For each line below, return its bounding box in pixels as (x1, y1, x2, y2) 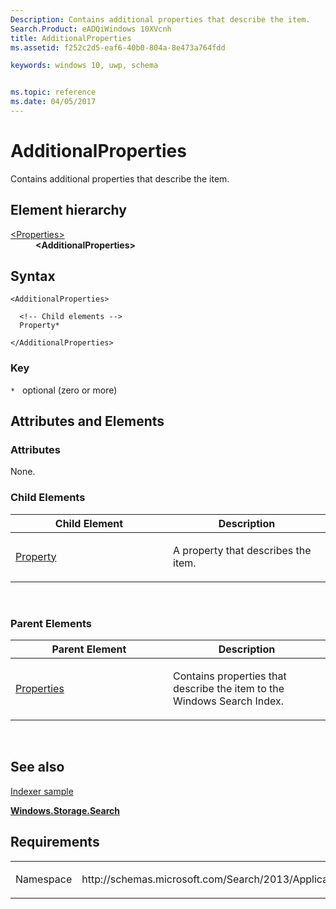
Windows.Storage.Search (10, 804, 120, 816)
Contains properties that (173, 669, 287, 683)
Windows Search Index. (173, 694, 284, 708)
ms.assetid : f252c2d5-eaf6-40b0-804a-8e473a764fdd (10, 42, 226, 53)
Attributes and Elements (10, 413, 165, 430)
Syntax (10, 268, 56, 285)
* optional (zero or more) (10, 384, 118, 396)
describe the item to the (173, 682, 285, 696)
